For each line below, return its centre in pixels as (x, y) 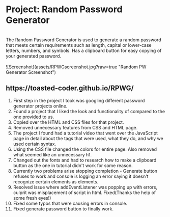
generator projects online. (40, 106)
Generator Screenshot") (31, 72)
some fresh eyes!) (32, 198)
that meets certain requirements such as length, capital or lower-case (79, 45)
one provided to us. (34, 117)
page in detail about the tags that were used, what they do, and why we (88, 138)
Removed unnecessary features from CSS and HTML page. (75, 127)
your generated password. (34, 56)
